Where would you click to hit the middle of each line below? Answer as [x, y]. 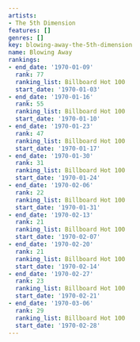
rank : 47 [30, 133]
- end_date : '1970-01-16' [51, 97]
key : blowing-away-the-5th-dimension [70, 45]
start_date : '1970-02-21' [58, 296]
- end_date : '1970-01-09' [51, 67]
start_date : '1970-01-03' [58, 89]
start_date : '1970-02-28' [58, 325]
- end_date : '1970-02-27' [51, 274]
